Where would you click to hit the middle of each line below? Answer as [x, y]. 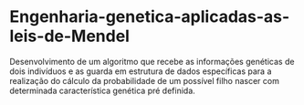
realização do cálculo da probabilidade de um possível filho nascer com [145, 80]
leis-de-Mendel [70, 36]
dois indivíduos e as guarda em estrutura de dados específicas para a [141, 71]
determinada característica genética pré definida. [103, 90]
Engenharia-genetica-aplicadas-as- [150, 17]
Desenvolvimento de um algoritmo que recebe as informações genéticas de [152, 61]
